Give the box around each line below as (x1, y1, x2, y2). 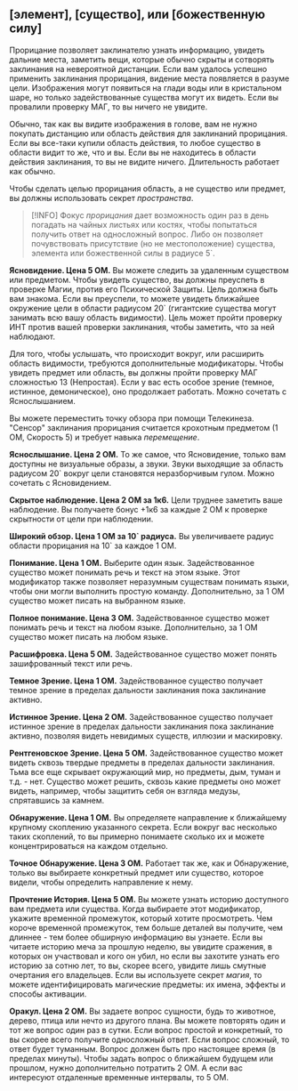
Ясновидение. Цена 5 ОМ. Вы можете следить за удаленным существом (9, 264, 289, 275)
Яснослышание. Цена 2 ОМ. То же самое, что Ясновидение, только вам (9, 449, 286, 459)
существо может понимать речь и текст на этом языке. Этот (9, 567, 241, 578)
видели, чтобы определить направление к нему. (9, 877, 194, 887)
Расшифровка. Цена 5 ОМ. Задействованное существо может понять (9, 649, 278, 659)
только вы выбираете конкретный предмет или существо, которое (9, 867, 264, 877)
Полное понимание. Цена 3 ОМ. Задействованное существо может (9, 612, 270, 623)
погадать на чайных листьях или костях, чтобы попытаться (30, 219, 258, 230)
